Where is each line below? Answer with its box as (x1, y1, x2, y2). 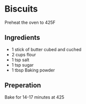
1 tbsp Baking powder (11, 67, 55, 73)
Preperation (4, 81, 41, 89)
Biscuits (4, 3, 38, 15)
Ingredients (4, 34, 40, 42)
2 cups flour (11, 52, 36, 57)
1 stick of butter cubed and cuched (11, 46, 82, 52)
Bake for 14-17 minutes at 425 (4, 94, 64, 100)
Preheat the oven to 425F (4, 19, 56, 25)
